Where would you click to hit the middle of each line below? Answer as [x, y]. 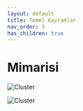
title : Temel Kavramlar [42, 20]
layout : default [31, 14]
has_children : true [36, 33]
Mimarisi [33, 68]
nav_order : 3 [26, 27]
